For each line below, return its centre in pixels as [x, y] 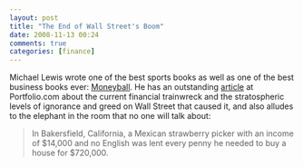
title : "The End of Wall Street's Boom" [87, 26]
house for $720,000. [70, 153]
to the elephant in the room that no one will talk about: [110, 116]
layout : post [34, 18]
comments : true [38, 43]
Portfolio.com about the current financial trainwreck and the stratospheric [147, 97]
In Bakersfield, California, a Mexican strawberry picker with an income [163, 133]
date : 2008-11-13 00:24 [54, 34]
